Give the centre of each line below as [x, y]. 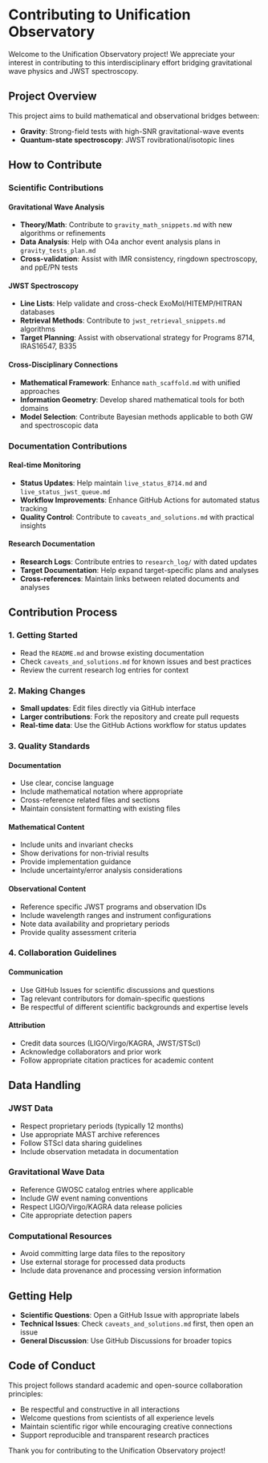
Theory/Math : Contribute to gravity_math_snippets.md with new [126, 225]
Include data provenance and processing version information [121, 1270]
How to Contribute [55, 165]
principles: [26, 1393]
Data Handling [45, 1085]
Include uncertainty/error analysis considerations [101, 870]
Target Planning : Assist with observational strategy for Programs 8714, [137, 338]
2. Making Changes [47, 690]
